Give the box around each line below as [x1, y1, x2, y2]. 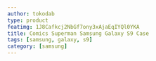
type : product [7, 17, 49, 24]
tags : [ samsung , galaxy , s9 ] [7, 36, 93, 43]
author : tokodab [7, 10, 55, 18]
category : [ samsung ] [7, 43, 68, 50]
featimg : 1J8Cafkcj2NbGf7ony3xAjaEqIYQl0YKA [7, 23, 140, 30]
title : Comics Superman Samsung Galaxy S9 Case [7, 29, 150, 37]
